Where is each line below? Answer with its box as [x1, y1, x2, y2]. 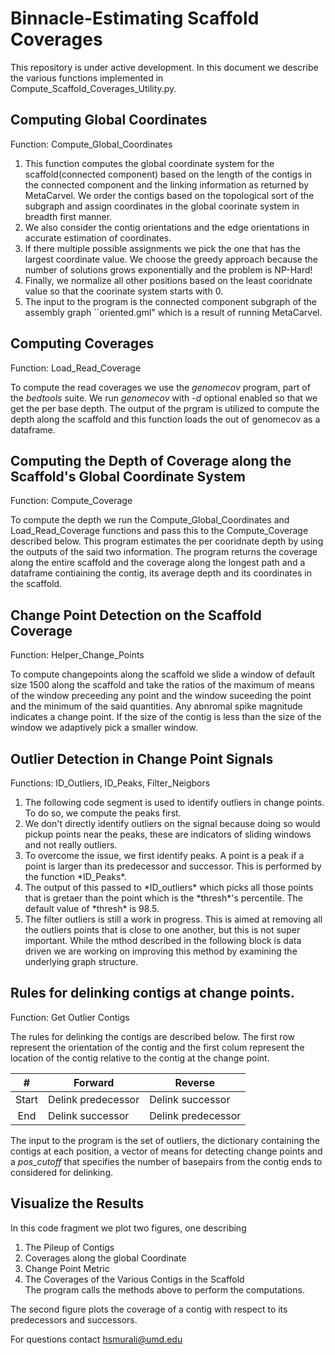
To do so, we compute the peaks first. [24, 807, 182, 819]
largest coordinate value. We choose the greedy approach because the [24, 253, 318, 265]
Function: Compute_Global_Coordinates [10, 138, 173, 150]
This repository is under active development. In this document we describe [10, 61, 319, 73]
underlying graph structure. [24, 956, 139, 967]
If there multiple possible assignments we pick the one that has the [24, 242, 301, 254]
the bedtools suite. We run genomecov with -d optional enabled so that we [10, 392, 318, 404]
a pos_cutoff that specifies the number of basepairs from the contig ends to [10, 1155, 323, 1167]
